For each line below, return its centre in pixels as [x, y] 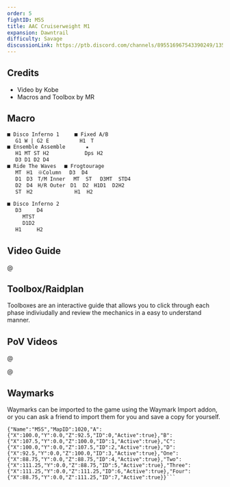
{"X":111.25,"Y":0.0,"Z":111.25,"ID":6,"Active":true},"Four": [99, 471]
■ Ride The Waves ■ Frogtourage [56, 166]
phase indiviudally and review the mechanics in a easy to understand [104, 313]
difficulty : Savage [35, 39]
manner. [19, 320]
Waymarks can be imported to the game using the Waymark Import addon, [112, 409]
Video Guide [34, 251]
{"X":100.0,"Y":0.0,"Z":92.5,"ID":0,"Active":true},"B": [90, 436]
